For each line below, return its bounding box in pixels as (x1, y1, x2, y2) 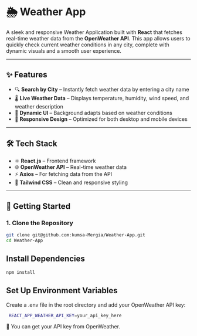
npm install (6, 269, 35, 275)
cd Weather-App (6, 237, 43, 244)
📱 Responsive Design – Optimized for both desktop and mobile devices (14, 116, 188, 123)
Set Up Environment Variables (6, 286, 118, 296)
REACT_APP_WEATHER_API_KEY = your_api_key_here (8, 313, 122, 318)
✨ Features (6, 70, 47, 80)
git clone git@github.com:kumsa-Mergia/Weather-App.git (6, 232, 145, 238)
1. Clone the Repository (6, 219, 73, 227)
